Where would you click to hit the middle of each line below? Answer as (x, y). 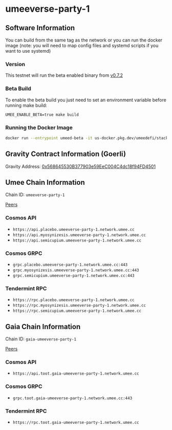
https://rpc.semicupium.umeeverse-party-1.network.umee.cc (77, 311)
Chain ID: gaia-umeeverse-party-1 (41, 339)
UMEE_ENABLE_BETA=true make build (42, 115)
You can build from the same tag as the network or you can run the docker (84, 40)
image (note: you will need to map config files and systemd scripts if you (82, 46)
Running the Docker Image (39, 127)
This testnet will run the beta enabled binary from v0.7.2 (64, 75)
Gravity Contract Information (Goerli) (66, 154)
